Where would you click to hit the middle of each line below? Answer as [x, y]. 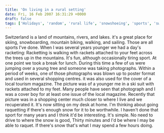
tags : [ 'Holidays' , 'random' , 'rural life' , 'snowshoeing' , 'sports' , [78, 23]
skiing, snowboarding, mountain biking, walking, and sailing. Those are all [79, 43]
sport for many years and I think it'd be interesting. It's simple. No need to [79, 115]
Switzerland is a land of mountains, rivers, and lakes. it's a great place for [79, 37]
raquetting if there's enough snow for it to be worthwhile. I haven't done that [82, 110]
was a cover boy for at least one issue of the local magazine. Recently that [80, 94]
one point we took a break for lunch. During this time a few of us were [75, 63]
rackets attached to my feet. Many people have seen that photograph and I [80, 89]
